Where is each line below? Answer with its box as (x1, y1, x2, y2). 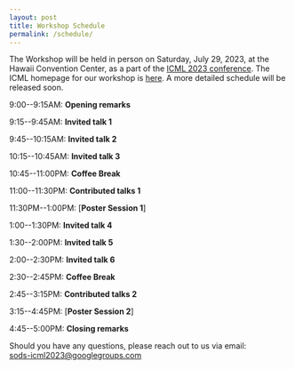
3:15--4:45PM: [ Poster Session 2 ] (9, 306, 134, 317)
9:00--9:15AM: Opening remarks (9, 100, 132, 110)
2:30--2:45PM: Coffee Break (9, 272, 116, 283)
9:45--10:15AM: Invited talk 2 (9, 134, 117, 145)
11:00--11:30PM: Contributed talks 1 (9, 186, 141, 197)
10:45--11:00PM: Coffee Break (9, 168, 121, 179)
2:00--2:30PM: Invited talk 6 (9, 254, 116, 265)
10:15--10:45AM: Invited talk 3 (9, 151, 121, 162)
